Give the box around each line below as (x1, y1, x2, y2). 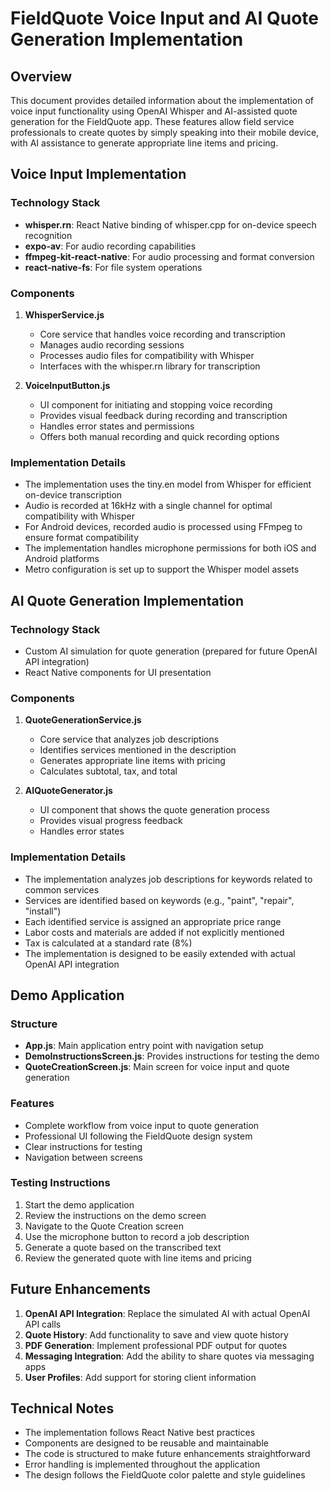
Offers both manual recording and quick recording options (39, 430, 280, 442)
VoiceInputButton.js (24, 379, 111, 391)
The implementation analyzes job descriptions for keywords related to (24, 873, 313, 885)
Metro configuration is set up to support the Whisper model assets (24, 563, 300, 576)
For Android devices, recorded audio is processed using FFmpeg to (24, 521, 303, 533)
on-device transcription (24, 489, 123, 501)
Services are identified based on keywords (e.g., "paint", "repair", (24, 894, 295, 906)
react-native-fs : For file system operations (24, 261, 203, 273)
